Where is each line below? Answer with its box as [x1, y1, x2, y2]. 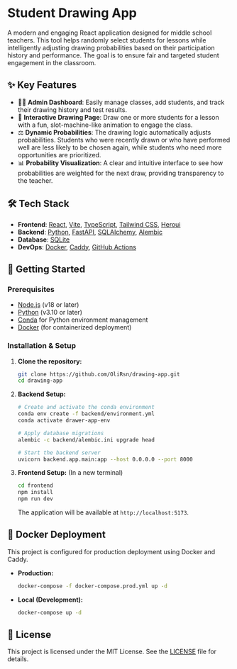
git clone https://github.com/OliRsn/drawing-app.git [17, 371, 180, 378]
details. [7, 655, 29, 663]
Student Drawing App [7, 5, 137, 21]
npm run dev [17, 495, 53, 502]
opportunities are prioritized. [17, 150, 101, 159]
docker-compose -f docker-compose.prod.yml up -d [17, 583, 168, 590]
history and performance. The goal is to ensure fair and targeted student [7, 51, 220, 60]
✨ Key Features [7, 79, 77, 91]
